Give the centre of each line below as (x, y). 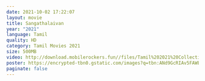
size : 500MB (21, 52)
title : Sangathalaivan (35, 23)
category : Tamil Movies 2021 (43, 46)
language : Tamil (27, 35)
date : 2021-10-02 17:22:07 (41, 12)
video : (15, 57)
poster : (16, 63)
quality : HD (21, 40)
